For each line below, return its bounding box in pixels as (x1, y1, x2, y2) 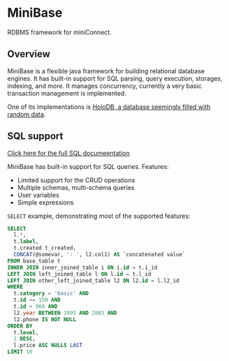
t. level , (13, 329, 39, 336)
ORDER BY (7, 323, 33, 330)
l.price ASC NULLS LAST (13, 342, 82, 349)
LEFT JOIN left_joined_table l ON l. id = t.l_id (7, 270, 152, 277)
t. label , (13, 238, 39, 245)
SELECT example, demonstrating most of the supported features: (7, 212, 191, 220)
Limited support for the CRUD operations (17, 176, 135, 184)
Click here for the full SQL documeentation (7, 149, 131, 157)
